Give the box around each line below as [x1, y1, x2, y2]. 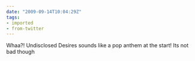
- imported [6, 20, 34, 26]
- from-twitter [6, 25, 44, 32]
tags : [6, 14, 20, 20]
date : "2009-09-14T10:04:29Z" [6, 8, 82, 15]
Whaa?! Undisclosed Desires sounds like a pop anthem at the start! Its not [6, 42, 189, 49]
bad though [6, 48, 35, 56]
